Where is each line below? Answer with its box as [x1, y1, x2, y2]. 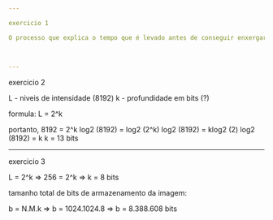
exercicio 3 [8, 156, 46, 166]
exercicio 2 [8, 77, 46, 87]
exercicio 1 [8, 19, 49, 27]
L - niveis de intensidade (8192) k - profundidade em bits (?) [8, 93, 210, 102]
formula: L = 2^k [8, 109, 63, 119]
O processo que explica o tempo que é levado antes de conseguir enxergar [8, 33, 267, 41]
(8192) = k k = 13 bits [8, 133, 79, 143]
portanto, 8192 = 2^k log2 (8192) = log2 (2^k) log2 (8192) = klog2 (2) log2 [8, 124, 256, 134]
